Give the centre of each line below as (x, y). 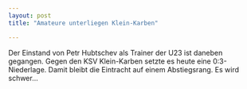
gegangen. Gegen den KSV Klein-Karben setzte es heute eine (110, 61)
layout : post (30, 15)
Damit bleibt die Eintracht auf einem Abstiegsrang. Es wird (144, 69)
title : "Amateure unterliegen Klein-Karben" (83, 23)
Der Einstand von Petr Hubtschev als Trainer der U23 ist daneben (116, 52)
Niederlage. (27, 69)
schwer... (23, 78)
